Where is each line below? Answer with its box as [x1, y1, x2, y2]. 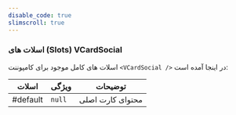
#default [12, 94, 43, 105]
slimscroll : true [8, 19, 65, 27]
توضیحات [95, 81, 127, 92]
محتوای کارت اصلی [78, 94, 143, 105]
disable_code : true [8, 11, 72, 20]
